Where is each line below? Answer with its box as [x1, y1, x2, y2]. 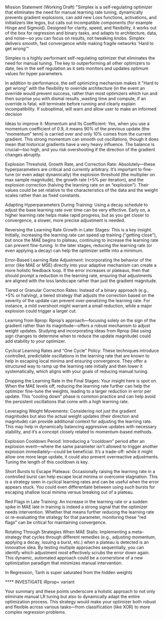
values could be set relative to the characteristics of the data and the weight [5, 187, 158, 193]
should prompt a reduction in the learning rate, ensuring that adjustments [5, 273, 152, 278]
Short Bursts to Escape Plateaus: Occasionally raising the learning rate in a [5, 469, 155, 474]
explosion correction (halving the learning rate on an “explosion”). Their [5, 182, 149, 187]
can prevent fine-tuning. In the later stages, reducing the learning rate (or [5, 243, 153, 248]
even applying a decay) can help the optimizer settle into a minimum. [5, 248, 144, 253]
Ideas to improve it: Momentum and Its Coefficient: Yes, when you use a [5, 121, 150, 126]
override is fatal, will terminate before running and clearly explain [5, 101, 136, 106]
